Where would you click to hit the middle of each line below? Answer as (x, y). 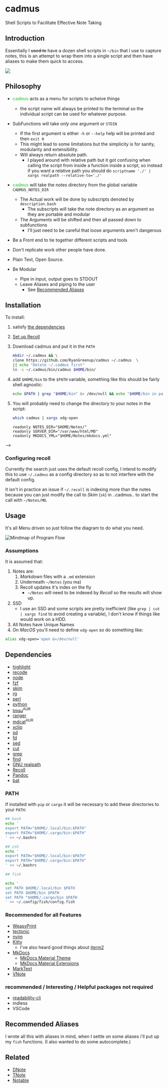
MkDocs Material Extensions (49, 963)
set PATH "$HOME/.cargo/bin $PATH (41, 897)
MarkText (22, 969)
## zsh (12, 847)
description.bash (38, 204)
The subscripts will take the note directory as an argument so (91, 209)
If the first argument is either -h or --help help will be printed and (87, 133)
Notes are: (23, 571)
